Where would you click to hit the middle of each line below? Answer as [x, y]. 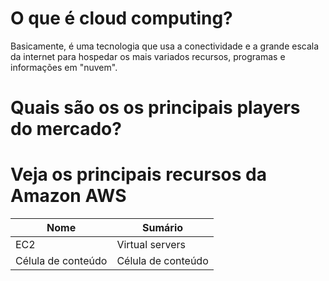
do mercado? [66, 129]
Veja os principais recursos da [138, 174]
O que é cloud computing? [121, 18]
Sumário [163, 228]
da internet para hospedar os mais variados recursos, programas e [148, 56]
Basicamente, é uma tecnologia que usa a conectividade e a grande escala [165, 46]
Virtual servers [151, 245]
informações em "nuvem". [64, 67]
